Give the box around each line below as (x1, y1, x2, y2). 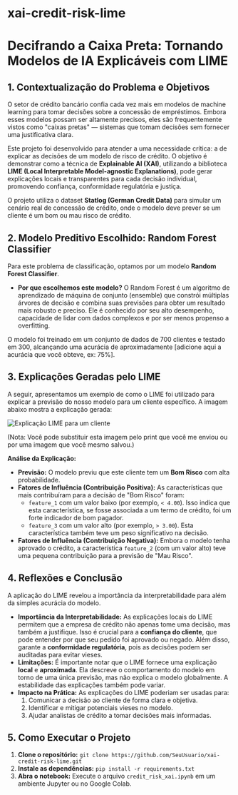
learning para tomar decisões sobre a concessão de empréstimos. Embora (7, 108, 227, 116)
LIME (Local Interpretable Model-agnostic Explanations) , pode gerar (7, 167, 213, 176)
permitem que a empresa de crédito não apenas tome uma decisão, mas (17, 619, 231, 629)
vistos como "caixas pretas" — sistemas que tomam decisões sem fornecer (7, 123, 230, 131)
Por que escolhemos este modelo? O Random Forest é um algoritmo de (17, 283, 230, 292)
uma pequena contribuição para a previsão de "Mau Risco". (17, 551, 193, 559)
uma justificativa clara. (7, 131, 73, 139)
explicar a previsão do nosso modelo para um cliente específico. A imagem (7, 397, 228, 406)
